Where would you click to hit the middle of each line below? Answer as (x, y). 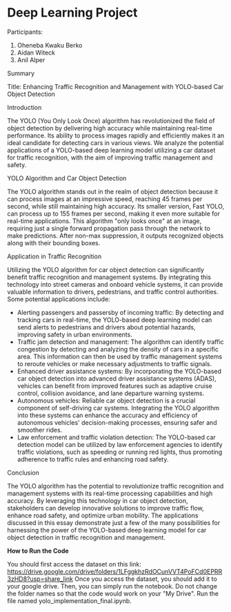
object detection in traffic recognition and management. (86, 537)
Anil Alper (31, 59)
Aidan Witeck (36, 52)
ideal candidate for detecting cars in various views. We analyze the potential (115, 142)
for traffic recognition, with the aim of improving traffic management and (110, 157)
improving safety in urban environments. (74, 334)
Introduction (24, 107)
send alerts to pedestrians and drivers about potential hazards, (107, 327)
